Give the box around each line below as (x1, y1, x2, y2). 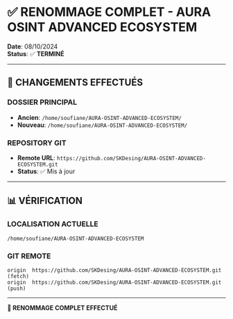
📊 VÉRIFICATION (7, 195, 83, 207)
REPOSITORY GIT (7, 138, 67, 148)
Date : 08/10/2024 (7, 42, 58, 51)
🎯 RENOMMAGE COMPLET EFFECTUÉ (7, 303, 118, 312)
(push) (7, 285, 26, 292)
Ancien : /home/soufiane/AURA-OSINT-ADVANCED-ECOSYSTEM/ (17, 113, 182, 121)
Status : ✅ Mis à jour (17, 167, 76, 175)
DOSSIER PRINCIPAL (7, 98, 78, 107)
